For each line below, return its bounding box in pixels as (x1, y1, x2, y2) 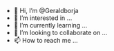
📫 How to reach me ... (13, 37, 78, 44)
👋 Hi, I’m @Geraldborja (13, 7, 79, 14)
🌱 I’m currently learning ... (13, 21, 88, 29)
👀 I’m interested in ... (13, 14, 73, 22)
